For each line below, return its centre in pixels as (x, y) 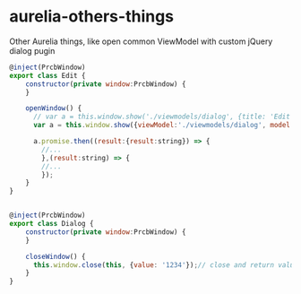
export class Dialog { (52, 224)
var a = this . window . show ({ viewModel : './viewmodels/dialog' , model (162, 125)
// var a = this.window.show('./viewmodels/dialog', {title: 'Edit (162, 117)
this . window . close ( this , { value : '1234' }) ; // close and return (154, 265)
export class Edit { (48, 75)
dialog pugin (32, 50)
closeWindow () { (56, 256)
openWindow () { (54, 108)
